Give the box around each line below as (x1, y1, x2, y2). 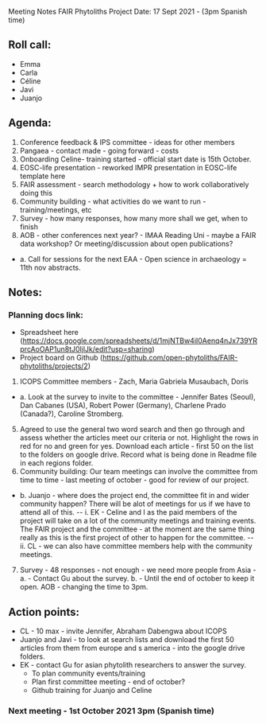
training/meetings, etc (19, 204, 92, 214)
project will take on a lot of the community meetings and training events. (19, 516, 256, 526)
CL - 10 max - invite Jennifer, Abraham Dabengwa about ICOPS (19, 626, 228, 636)
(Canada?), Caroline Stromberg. (19, 409, 125, 418)
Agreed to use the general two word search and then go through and (19, 425, 245, 434)
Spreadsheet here (19, 328, 79, 337)
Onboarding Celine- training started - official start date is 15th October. (19, 154, 252, 164)
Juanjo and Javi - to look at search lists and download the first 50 (19, 635, 234, 644)
